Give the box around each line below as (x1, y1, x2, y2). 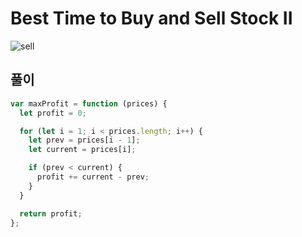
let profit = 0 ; (19, 108, 87, 118)
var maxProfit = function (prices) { (10, 98, 168, 109)
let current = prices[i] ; (28, 145, 137, 155)
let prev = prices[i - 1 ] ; (28, 135, 141, 146)
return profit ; (19, 208, 83, 219)
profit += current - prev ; (36, 172, 150, 182)
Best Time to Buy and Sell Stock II (10, 7, 293, 30)
